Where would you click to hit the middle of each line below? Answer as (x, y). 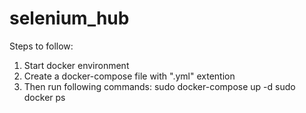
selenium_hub (69, 18)
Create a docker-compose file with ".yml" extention (129, 76)
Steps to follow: (41, 46)
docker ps (44, 97)
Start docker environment (76, 65)
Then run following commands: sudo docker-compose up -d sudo (159, 86)
